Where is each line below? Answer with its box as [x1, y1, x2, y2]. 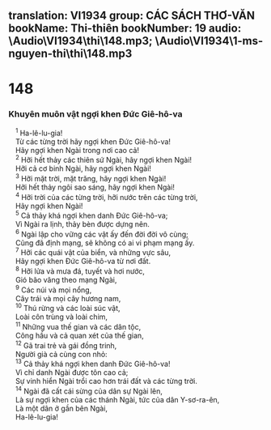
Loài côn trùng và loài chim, [15, 312, 108, 321]
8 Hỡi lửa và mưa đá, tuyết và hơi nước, [15, 265, 146, 276]
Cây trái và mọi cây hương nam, [15, 293, 121, 303]
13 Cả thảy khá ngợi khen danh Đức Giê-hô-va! [15, 358, 171, 369]
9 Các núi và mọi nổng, [15, 283, 92, 295]
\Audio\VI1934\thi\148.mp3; [8, 34, 153, 48]
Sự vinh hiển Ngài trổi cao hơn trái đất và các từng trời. [15, 377, 198, 386]
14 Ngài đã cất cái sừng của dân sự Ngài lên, [15, 385, 163, 396]
